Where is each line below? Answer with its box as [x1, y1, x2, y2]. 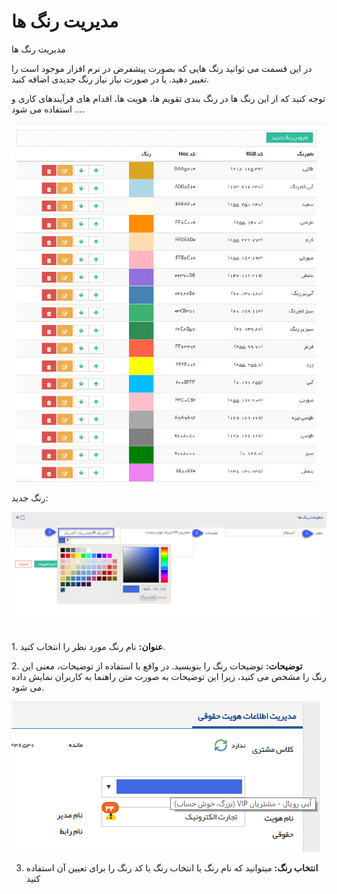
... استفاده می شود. [11, 103, 86, 115]
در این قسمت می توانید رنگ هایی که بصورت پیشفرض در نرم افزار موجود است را [11, 62, 313, 74]
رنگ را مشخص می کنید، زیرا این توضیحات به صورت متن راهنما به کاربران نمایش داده [11, 670, 327, 682]
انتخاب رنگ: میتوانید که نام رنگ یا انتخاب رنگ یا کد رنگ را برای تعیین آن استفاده [25, 861, 319, 874]
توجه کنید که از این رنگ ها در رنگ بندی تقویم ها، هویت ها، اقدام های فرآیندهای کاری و [11, 92, 326, 104]
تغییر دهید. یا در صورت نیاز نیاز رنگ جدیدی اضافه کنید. [11, 73, 210, 85]
